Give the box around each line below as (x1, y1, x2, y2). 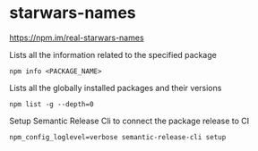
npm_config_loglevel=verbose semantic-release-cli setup (9, 132, 227, 141)
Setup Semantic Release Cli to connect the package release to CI (9, 115, 250, 126)
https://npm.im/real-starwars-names (9, 32, 145, 43)
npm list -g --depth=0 (9, 99, 94, 109)
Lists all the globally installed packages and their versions (9, 82, 222, 93)
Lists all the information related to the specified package (9, 49, 217, 60)
